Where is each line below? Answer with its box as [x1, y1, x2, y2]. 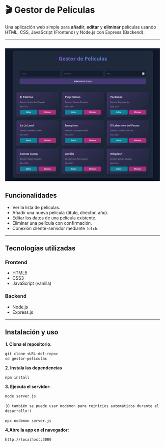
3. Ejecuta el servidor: [5, 384, 51, 389]
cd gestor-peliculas [5, 356, 48, 361]
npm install [5, 375, 29, 380]
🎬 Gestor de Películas [5, 4, 95, 16]
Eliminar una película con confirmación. [12, 220, 92, 226]
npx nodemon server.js [5, 418, 52, 423]
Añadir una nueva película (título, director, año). [12, 209, 109, 215]
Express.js [12, 309, 33, 315]
